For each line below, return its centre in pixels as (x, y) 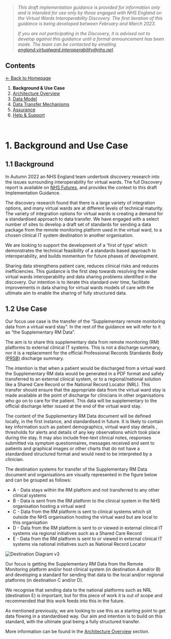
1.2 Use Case (26, 309)
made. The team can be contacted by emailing (67, 44)
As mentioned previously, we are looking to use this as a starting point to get (85, 610)
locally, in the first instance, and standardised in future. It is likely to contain (84, 421)
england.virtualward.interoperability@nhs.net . (66, 50)
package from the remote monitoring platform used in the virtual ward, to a (83, 229)
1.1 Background (30, 164)
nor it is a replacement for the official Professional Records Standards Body (84, 353)
